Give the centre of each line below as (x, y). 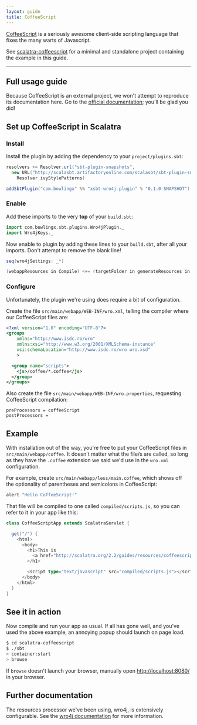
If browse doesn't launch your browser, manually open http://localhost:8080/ (98, 670)
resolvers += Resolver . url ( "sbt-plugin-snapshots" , (70, 167)
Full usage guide (37, 81)
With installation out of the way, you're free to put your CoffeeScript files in (96, 448)
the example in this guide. (37, 58)
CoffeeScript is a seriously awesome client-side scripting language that (92, 34)
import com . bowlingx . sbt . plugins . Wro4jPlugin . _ (65, 227)
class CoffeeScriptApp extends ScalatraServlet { (68, 523)
